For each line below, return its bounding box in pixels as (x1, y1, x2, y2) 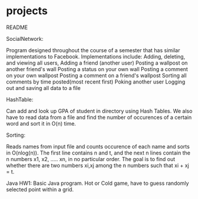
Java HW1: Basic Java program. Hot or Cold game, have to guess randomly (6, 179, 189, 187)
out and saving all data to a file (6, 84, 81, 91)
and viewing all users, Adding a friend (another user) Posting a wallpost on (6, 59, 188, 66)
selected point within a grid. (6, 185, 74, 193)
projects (6, 4, 48, 18)
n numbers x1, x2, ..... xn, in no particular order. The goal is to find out (6, 155, 176, 162)
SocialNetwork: (6, 35, 44, 42)
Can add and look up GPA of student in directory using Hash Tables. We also (6, 107, 193, 114)
